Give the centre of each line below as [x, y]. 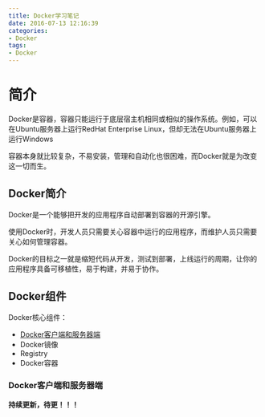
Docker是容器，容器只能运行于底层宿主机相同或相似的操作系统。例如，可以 [133, 119]
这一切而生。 [29, 166]
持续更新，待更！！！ [43, 404]
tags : [17, 46]
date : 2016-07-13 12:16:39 [53, 23]
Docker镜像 [39, 344]
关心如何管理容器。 [40, 241]
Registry [34, 353]
